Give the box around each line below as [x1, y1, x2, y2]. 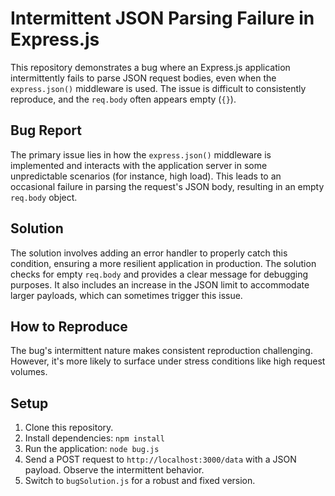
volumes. [10, 366, 48, 378]
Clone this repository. [24, 422, 114, 434]
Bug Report [10, 122, 83, 139]
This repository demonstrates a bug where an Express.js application [10, 61, 291, 73]
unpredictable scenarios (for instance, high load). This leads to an [10, 170, 282, 182]
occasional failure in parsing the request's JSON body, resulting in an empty [10, 180, 325, 192]
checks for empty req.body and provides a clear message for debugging [10, 268, 309, 280]
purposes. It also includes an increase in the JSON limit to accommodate [10, 278, 310, 291]
